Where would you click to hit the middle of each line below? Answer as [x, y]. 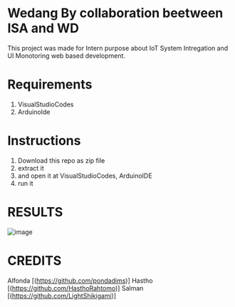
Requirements [50, 85]
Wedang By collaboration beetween [115, 13]
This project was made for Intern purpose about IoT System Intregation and [118, 48]
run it [25, 183]
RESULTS [35, 212]
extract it [31, 168]
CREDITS [35, 260]
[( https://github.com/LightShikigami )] [62, 296]
